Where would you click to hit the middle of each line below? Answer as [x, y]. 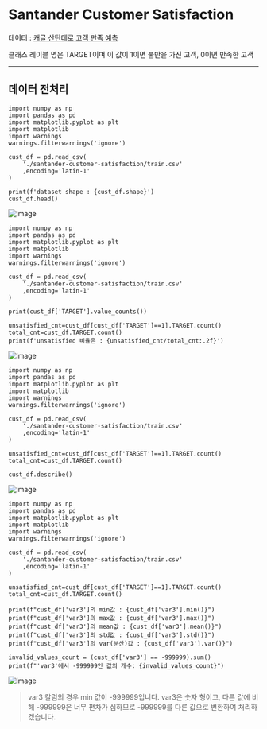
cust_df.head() [33, 199]
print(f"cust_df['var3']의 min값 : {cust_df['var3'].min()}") [112, 610]
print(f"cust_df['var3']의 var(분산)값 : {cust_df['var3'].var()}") [120, 643]
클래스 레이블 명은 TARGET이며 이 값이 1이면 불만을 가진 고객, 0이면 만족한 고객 [131, 54]
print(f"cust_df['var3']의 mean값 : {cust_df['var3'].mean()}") [115, 626]
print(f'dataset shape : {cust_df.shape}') [81, 192]
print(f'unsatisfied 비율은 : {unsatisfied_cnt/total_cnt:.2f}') [116, 341]
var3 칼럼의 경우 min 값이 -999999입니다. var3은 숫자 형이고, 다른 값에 [139, 696]
